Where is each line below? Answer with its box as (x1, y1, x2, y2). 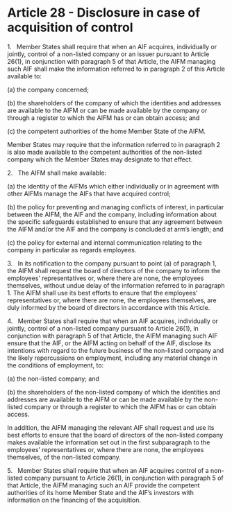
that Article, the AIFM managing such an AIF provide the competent (7, 480, 200, 490)
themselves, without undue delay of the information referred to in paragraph (7, 281, 225, 289)
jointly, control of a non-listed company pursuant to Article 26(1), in (7, 324, 199, 332)
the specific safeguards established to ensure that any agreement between (7, 217, 222, 226)
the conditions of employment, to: (7, 361, 104, 369)
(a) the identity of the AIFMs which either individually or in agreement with (7, 182, 219, 190)
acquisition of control (7, 19, 133, 35)
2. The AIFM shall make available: (7, 168, 107, 177)
